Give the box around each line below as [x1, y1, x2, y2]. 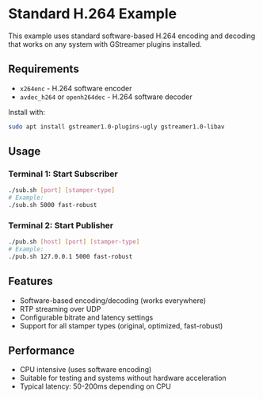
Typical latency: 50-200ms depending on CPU [19, 382, 172, 391]
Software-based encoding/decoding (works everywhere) [19, 295, 207, 305]
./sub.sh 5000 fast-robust [8, 201, 97, 209]
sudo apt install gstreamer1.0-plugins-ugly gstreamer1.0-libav [8, 122, 225, 131]
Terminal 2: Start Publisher [8, 220, 114, 231]
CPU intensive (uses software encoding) [19, 365, 152, 374]
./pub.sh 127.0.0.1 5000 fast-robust [8, 252, 133, 260]
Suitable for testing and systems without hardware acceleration [19, 374, 227, 383]
